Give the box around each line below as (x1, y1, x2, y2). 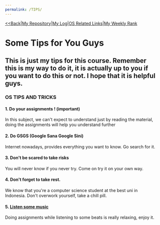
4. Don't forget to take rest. (5, 177, 61, 182)
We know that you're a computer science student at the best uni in (5, 187, 138, 193)
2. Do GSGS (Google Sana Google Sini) (5, 133, 84, 139)
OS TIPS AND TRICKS (5, 94, 57, 101)
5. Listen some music (5, 204, 49, 209)
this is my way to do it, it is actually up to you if (5, 64, 148, 73)
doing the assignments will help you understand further (5, 122, 116, 128)
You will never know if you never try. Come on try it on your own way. (5, 165, 144, 171)
